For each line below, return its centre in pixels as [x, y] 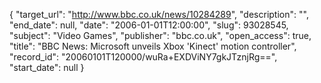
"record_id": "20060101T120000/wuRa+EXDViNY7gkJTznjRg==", [143, 57]
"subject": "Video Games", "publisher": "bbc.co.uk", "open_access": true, [160, 35]
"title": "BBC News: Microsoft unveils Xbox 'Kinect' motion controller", [153, 46]
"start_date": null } [47, 67]
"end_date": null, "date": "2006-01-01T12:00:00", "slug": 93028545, [149, 25]
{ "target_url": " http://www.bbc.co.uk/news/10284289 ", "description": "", [159, 14]
